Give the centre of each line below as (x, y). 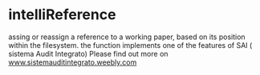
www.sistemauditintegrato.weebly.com (73, 62)
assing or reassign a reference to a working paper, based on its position (127, 37)
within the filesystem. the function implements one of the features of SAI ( (130, 45)
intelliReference (62, 15)
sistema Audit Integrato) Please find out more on (88, 53)
